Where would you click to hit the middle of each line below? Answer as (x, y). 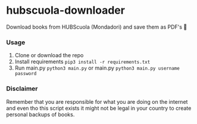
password (26, 74)
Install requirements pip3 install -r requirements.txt (82, 62)
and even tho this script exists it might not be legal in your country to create (99, 108)
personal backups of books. (40, 114)
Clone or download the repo (49, 55)
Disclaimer (22, 89)
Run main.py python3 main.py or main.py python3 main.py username (97, 68)
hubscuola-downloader (65, 10)
